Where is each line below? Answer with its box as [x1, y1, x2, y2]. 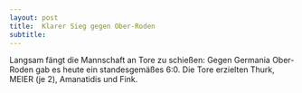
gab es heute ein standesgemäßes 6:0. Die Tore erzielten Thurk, [35, 64, 276, 75]
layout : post [9, 13, 59, 23]
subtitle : [9, 30, 47, 39]
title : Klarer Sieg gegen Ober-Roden [9, 22, 156, 31]
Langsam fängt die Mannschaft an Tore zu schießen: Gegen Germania [9, 55, 271, 66]
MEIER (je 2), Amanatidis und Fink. [9, 74, 138, 85]
